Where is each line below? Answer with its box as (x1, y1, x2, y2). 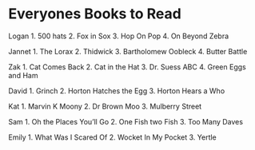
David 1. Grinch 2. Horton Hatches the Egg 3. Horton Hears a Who (8, 85, 225, 96)
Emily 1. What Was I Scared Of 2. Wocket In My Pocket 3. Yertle (8, 132, 217, 142)
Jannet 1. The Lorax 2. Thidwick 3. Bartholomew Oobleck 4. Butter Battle (8, 46, 248, 56)
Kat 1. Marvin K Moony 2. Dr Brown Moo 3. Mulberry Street (8, 101, 202, 111)
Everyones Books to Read (8, 5, 181, 23)
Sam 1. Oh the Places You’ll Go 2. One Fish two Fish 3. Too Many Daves (8, 116, 244, 126)
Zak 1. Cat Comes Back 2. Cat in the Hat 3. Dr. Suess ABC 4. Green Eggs (8, 61, 246, 72)
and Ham (8, 70, 38, 80)
